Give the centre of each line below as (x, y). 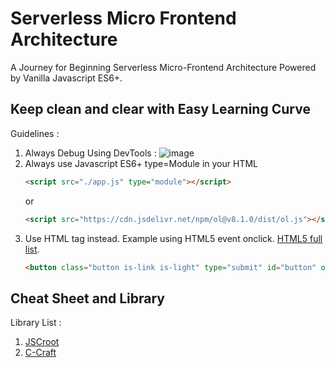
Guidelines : (35, 133)
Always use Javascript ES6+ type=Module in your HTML (141, 163)
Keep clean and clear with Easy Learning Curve (160, 109)
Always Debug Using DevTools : (90, 153)
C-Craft (40, 353)
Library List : (36, 323)
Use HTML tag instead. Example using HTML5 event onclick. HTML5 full (173, 238)
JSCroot (42, 342)
